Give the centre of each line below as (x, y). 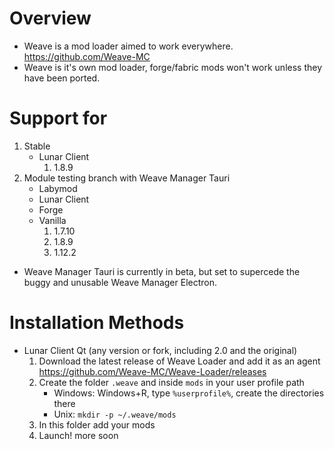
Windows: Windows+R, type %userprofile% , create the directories (189, 393)
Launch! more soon (78, 435)
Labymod (58, 188)
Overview (50, 18)
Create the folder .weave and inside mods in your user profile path (171, 382)
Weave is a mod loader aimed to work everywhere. (128, 46)
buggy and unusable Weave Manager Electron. (120, 282)
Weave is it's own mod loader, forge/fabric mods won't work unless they (173, 67)
